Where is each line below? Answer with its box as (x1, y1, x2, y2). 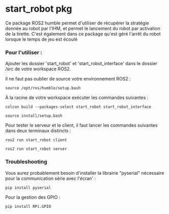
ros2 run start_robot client (5, 138, 67, 143)
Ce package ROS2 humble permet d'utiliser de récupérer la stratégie (5, 20, 149, 26)
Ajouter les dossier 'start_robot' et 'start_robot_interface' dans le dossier (5, 61, 158, 67)
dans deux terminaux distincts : (5, 128, 71, 134)
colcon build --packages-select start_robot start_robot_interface (5, 104, 152, 110)
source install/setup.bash (5, 113, 63, 119)
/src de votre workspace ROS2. (5, 66, 71, 72)
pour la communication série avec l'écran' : (5, 175, 96, 181)
